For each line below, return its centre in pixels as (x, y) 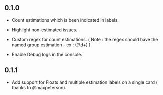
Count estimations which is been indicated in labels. (65, 20)
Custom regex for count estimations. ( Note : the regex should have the (85, 39)
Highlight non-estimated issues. (45, 30)
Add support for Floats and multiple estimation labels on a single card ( (85, 82)
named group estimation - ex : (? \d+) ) (51, 45)
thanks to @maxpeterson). (39, 87)
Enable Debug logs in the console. (47, 54)
